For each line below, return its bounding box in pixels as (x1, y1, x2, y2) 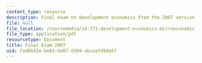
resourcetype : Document (6, 37, 66, 43)
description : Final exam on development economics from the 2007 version (6, 14, 195, 20)
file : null (6, 20, 34, 26)
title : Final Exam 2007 (6, 43, 66, 49)
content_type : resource (6, 8, 66, 15)
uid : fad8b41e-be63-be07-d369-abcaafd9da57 (6, 48, 117, 54)
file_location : (6, 25, 44, 32)
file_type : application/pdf (6, 31, 77, 37)
